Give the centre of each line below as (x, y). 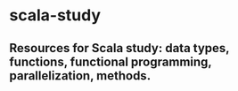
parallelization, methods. (80, 76)
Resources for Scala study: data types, (119, 48)
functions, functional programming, (111, 61)
